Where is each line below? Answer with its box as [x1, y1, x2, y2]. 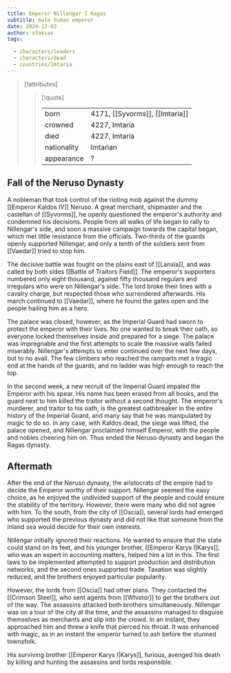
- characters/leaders [13, 48, 76, 55]
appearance [44, 153, 84, 163]
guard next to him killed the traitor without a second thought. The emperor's [7, 396, 223, 405]
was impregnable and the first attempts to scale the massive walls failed [7, 339, 212, 348]
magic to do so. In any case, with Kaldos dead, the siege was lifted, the [7, 419, 209, 427]
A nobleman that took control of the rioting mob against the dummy [7, 195, 199, 203]
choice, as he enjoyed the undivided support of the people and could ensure [7, 494, 225, 502]
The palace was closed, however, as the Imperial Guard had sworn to [7, 317, 203, 325]
